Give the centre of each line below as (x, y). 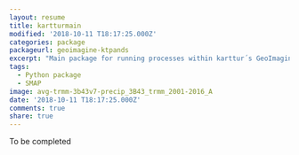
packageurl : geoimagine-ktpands (69, 50)
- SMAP (29, 83)
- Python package (49, 75)
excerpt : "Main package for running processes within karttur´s (131, 58)
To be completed (40, 142)
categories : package (48, 42)
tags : (19, 67)
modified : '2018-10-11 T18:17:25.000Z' (83, 34)
